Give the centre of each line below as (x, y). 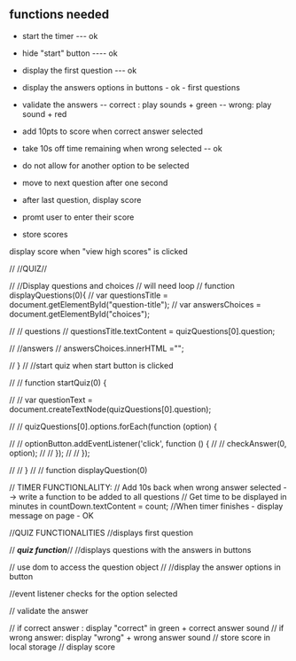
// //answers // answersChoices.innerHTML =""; (97, 348)
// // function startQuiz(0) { (58, 382)
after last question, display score (82, 199)
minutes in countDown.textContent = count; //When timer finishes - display (146, 506)
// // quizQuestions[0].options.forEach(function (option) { (113, 426)
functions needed (59, 15)
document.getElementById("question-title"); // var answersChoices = (135, 304)
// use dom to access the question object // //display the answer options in (145, 567)
